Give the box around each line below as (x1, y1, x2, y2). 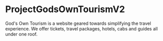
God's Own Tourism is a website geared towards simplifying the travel (5, 20, 151, 26)
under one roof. (5, 31, 38, 37)
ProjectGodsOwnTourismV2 (5, 4, 125, 15)
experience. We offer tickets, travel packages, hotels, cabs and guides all (5, 25, 158, 31)
